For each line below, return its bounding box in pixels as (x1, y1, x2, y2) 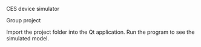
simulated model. (6, 35, 50, 42)
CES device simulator (6, 5, 60, 12)
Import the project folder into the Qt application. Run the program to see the (6, 28, 195, 36)
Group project (6, 17, 41, 23)
